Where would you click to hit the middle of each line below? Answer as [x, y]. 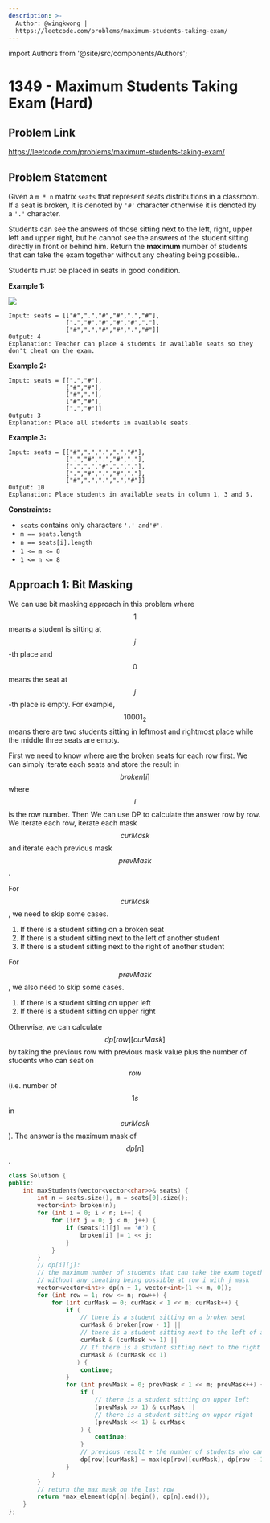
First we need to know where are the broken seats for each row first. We [128, 755]
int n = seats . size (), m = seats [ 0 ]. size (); [113, 1198]
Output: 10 [27, 488]
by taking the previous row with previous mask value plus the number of [128, 1052]
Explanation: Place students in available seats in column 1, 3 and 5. [131, 495]
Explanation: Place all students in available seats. [100, 423]
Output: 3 [25, 416]
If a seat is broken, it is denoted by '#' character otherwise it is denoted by [133, 205]
